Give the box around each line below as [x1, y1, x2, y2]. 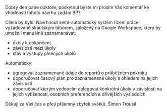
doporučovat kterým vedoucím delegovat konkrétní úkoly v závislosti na [12, 86, 162, 92]
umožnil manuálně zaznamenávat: [5, 30, 76, 36]
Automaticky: [5, 60, 33, 66]
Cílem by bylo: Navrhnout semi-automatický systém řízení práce [5, 20, 139, 25]
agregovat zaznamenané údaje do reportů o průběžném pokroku [12, 70, 147, 76]
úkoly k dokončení [12, 40, 51, 46]
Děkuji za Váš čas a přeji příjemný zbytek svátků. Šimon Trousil [5, 101, 136, 107]
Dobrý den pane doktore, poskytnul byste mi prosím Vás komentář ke [5, 5, 150, 10]
